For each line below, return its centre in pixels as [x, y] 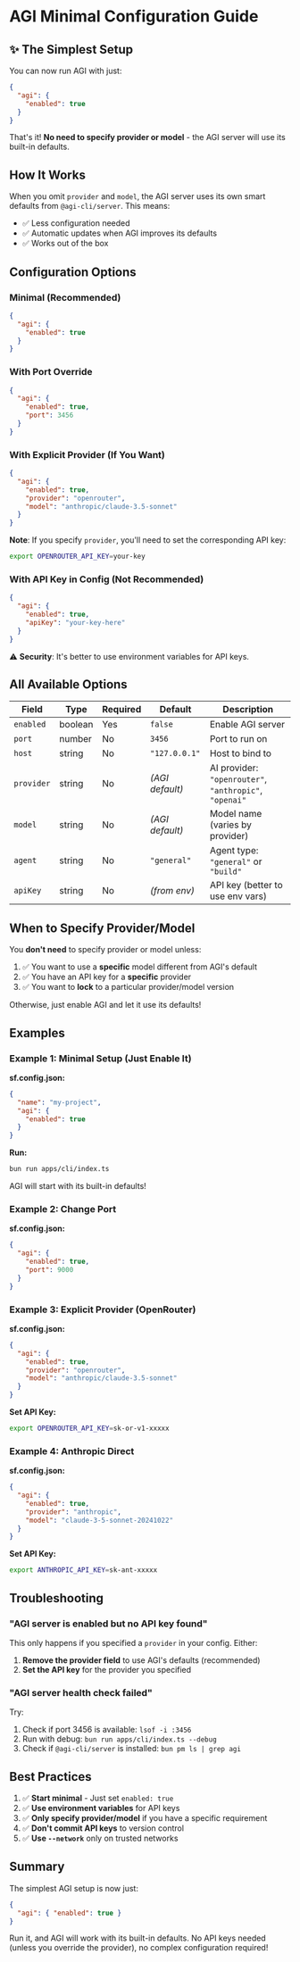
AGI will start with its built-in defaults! [78, 1186]
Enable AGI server [247, 725]
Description [248, 710]
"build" [226, 872]
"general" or [236, 861]
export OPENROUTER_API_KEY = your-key [77, 557]
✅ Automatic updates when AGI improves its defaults [119, 233]
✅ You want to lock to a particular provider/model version [128, 987]
